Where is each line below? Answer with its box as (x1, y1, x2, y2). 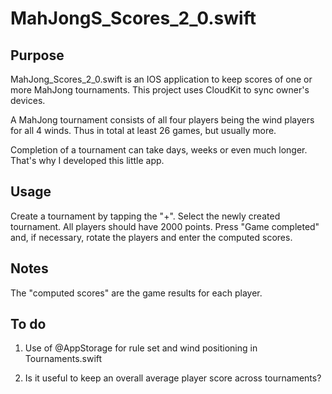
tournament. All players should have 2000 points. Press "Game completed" (10, 220, 320, 232)
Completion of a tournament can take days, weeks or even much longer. (10, 144, 308, 156)
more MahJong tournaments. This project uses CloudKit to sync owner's (10, 84, 310, 96)
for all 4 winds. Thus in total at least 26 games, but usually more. (10, 125, 277, 136)
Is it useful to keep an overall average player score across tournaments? (24, 372, 322, 384)
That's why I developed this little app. (10, 155, 165, 166)
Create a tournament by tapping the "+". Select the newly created (10, 210, 281, 222)
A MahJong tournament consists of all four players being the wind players (10, 114, 315, 126)
